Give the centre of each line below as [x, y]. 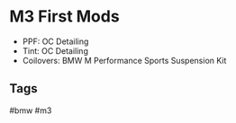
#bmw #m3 [31, 110]
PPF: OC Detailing [55, 41]
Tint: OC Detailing [55, 50]
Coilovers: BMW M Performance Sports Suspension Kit [124, 60]
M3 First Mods [64, 17]
